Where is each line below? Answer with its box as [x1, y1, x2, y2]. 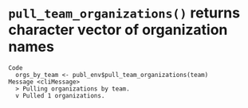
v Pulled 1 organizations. [15, 91, 105, 99]
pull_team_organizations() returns [8, 4, 241, 22]
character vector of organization [8, 21, 228, 39]
